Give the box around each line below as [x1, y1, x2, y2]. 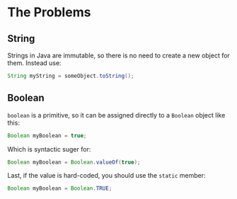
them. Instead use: [7, 59, 62, 67]
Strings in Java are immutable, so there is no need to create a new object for [7, 51, 230, 59]
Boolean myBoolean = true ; [7, 132, 87, 139]
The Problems [7, 4, 91, 21]
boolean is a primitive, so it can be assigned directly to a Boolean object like [7, 110, 226, 119]
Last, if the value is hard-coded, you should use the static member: [7, 171, 206, 180]
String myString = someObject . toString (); [7, 72, 134, 79]
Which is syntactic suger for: [7, 144, 91, 153]
